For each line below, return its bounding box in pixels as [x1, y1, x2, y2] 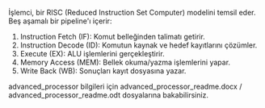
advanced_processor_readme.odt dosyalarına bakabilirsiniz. [8, 90, 208, 100]
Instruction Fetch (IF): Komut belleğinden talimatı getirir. [19, 32, 206, 41]
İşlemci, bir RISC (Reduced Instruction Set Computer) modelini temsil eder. [8, 8, 256, 17]
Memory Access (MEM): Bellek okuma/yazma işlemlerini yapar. [19, 57, 231, 67]
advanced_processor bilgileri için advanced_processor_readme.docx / [8, 81, 242, 91]
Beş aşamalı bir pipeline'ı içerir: [8, 16, 112, 26]
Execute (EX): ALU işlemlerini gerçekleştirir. [19, 49, 165, 58]
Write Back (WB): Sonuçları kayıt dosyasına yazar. [19, 66, 187, 76]
